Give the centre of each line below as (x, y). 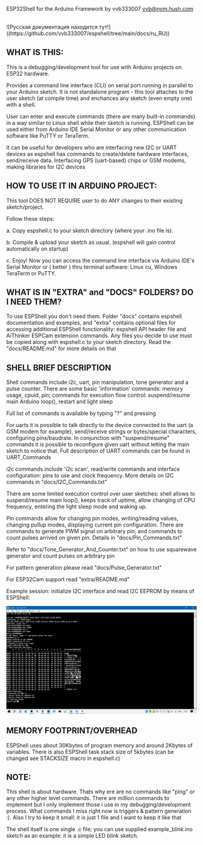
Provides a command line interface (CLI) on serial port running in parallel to (100, 85)
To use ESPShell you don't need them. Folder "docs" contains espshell (94, 316)
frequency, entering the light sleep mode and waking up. (77, 507)
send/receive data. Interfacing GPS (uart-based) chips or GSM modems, (96, 160)
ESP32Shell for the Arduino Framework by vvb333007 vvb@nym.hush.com (100, 9)
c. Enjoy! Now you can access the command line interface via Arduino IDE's (101, 260)
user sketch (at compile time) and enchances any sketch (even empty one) (99, 98)
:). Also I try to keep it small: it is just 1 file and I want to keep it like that (94, 818)
